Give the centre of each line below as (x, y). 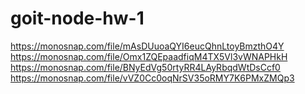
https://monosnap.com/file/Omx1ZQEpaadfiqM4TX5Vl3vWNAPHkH (149, 56)
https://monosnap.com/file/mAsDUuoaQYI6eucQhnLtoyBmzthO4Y (147, 46)
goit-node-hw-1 (77, 18)
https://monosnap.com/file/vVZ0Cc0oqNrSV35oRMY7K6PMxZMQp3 (152, 78)
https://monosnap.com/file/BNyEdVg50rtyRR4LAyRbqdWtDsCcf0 (145, 67)
